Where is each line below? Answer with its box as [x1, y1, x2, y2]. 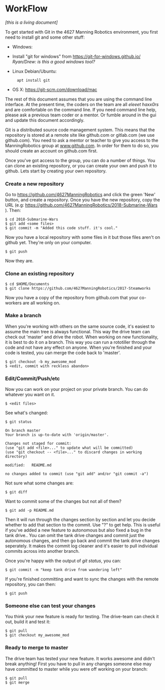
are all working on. [23, 300, 61, 306]
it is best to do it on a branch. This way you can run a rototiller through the [5, 339, 156, 345]
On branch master [5, 428, 41, 433]
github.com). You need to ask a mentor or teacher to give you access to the [5, 137, 159, 143]
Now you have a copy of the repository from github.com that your [5, 294, 138, 300]
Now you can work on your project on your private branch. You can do [5, 386, 148, 392]
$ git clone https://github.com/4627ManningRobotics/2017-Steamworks [5, 286, 151, 291]
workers [5, 300, 22, 306]
